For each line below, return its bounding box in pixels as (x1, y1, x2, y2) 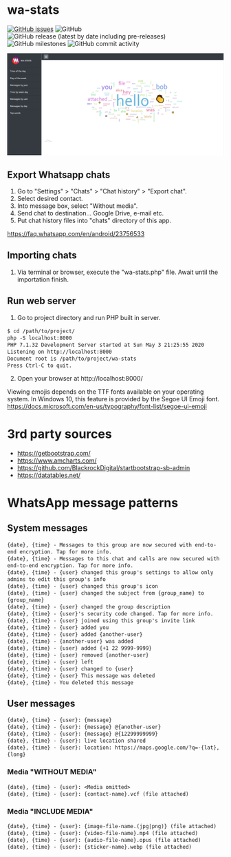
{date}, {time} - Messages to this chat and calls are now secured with (7, 555, 220, 562)
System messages (7, 522, 88, 534)
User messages (7, 697, 76, 709)
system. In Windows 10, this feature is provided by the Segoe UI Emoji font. (7, 394, 220, 403)
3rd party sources (7, 426, 112, 442)
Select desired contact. (16, 194, 84, 202)
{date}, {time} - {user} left (7, 658, 94, 666)
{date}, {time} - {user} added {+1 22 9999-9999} (7, 644, 153, 652)
